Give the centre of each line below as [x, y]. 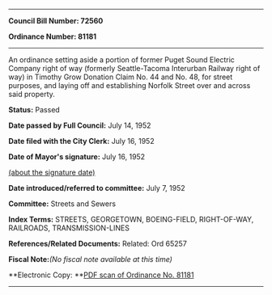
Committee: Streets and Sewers [62, 204]
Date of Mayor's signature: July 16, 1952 [77, 157]
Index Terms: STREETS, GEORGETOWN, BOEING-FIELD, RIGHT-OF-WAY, [131, 219]
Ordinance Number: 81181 [53, 36]
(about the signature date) [52, 172]
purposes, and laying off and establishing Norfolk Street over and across [130, 85]
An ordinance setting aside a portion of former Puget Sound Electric [121, 60]
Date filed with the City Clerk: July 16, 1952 [82, 141]
